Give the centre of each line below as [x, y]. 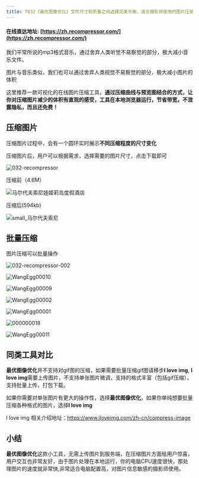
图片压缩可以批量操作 [32, 254]
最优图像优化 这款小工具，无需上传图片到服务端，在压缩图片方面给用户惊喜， [99, 454]
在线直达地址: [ [24, 32]
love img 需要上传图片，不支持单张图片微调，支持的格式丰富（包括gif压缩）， [99, 378]
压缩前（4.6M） [25, 180]
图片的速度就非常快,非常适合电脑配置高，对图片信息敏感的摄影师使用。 [98, 469]
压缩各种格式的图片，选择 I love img [49, 405]
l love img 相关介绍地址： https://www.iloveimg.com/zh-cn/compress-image [98, 418]
